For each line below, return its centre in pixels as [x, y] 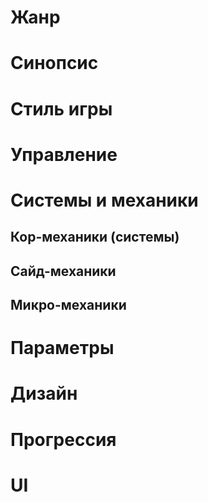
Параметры [62, 348]
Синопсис [54, 63]
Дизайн [44, 393]
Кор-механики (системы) [95, 237]
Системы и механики [104, 200]
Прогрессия [63, 439]
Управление [64, 154]
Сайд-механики [63, 271]
